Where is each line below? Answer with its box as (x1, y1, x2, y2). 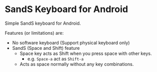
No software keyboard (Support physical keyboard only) (12, 39, 130, 46)
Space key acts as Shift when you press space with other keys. (19, 50, 152, 56)
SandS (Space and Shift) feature (12, 45, 80, 51)
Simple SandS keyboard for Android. (5, 20, 81, 26)
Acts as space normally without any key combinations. (19, 61, 134, 67)
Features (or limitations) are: (5, 30, 64, 36)
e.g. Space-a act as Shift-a (27, 55, 84, 61)
